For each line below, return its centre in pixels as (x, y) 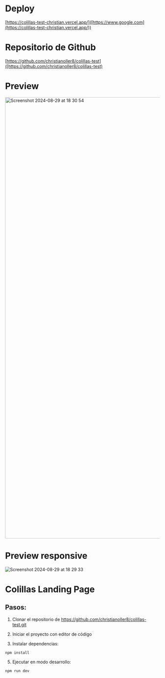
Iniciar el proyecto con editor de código (52, 634)
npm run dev (17, 671)
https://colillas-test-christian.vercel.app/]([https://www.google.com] (76, 22)
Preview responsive (46, 556)
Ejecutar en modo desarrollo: (41, 662)
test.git (19, 624)
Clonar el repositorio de (36, 619)
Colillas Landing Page (50, 589)
